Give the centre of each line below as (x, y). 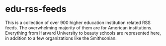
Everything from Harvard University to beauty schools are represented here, (83, 33)
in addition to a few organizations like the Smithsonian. (61, 38)
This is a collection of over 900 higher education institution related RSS (78, 23)
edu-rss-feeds (36, 9)
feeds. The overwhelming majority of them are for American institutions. (79, 27)
